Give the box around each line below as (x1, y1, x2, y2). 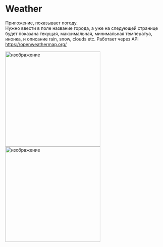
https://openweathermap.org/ (5, 41, 67, 47)
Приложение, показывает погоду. (5, 20, 78, 26)
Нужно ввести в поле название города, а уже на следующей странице (5, 25, 158, 31)
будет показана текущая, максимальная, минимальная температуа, (5, 30, 152, 36)
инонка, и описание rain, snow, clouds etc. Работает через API (5, 36, 139, 42)
